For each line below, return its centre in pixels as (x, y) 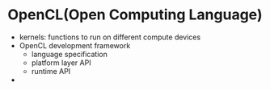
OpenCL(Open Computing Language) (135, 15)
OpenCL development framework (75, 45)
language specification (70, 54)
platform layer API (61, 63)
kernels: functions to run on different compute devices (110, 37)
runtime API (51, 71)
